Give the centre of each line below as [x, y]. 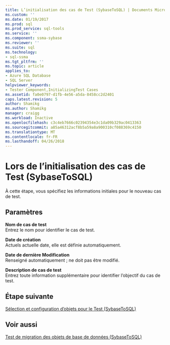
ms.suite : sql [20, 47]
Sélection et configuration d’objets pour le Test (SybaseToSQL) [71, 309]
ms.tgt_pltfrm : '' [25, 62]
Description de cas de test [33, 270]
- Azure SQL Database [28, 76]
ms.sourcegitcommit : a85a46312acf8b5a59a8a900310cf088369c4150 [73, 127]
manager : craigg [22, 113]
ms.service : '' [21, 33]
